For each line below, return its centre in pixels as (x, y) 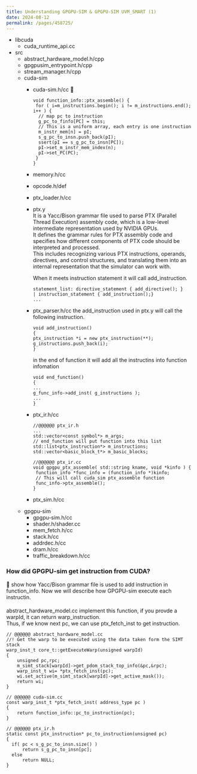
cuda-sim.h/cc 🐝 (53, 90)
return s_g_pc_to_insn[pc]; (57, 750)
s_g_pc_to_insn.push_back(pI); (77, 137)
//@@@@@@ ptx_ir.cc (57, 462)
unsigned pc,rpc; (39, 661)
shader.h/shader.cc (57, 524)
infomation (46, 366)
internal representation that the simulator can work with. (102, 266)
